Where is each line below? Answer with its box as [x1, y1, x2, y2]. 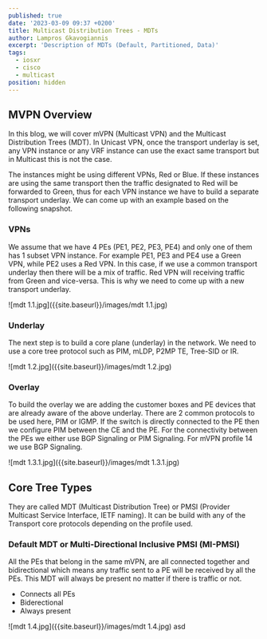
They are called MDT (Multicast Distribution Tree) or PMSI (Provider [8, 502, 230, 511]
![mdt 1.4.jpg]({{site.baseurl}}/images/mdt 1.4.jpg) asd [8, 621, 186, 631]
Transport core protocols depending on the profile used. [8, 519, 194, 529]
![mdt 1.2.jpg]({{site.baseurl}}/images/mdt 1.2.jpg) [8, 361, 172, 371]
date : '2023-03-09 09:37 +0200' [8, 19, 116, 27]
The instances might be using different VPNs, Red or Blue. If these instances [8, 170, 260, 179]
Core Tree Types [8, 480, 92, 495]
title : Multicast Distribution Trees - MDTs [8, 26, 159, 34]
